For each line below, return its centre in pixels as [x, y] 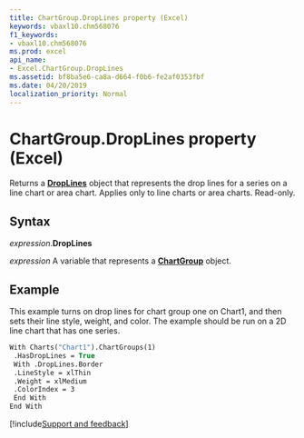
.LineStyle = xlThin [52, 373]
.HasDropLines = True [54, 355]
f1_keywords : [34, 35]
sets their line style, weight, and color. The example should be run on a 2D [148, 321]
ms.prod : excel [38, 52]
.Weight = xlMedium [50, 381]
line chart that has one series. [65, 331]
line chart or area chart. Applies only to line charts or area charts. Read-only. [152, 193]
